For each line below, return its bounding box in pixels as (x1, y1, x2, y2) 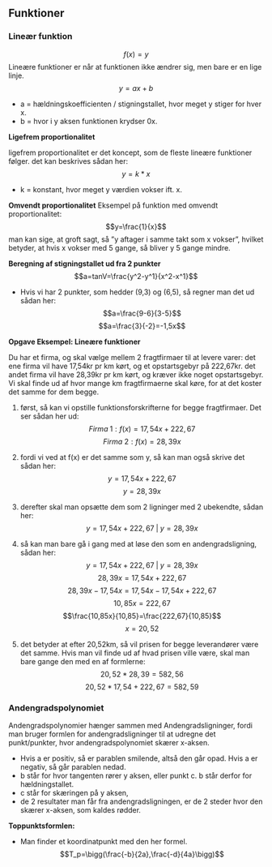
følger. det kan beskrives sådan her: (8, 156, 129, 165)
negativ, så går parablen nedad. (19, 762, 127, 771)
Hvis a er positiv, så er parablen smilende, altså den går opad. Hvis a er (19, 753, 258, 763)
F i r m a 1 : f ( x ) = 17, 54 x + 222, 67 (88, 423, 196, 433)
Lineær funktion (8, 31, 73, 42)
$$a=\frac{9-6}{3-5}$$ (102, 308, 182, 318)
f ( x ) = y (123, 49, 149, 59)
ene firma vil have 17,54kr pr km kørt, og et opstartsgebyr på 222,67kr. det (8, 361, 256, 371)
